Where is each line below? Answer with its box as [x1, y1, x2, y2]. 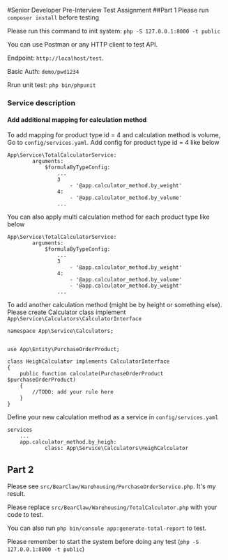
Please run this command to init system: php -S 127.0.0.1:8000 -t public [7, 27, 221, 35]
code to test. [7, 510, 44, 518]
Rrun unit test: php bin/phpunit [7, 81, 96, 89]
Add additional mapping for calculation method [7, 115, 147, 124]
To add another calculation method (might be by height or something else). [7, 301, 222, 309]
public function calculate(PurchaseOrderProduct [20, 371, 164, 378]
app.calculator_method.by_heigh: [20, 439, 117, 446]
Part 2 [7, 463, 34, 476]
